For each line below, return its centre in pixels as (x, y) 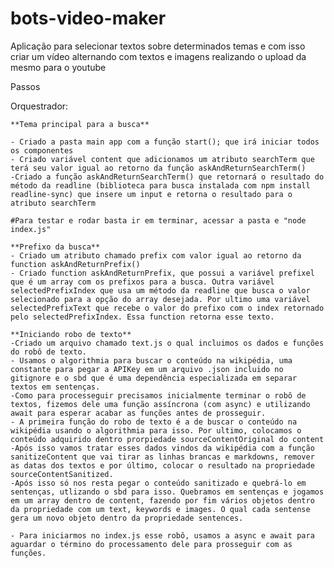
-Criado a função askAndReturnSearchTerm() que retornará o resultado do (167, 177)
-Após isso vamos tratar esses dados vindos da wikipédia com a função (162, 448)
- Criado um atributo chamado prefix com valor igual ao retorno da (156, 255)
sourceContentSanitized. (62, 474)
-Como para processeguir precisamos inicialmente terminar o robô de (158, 395)
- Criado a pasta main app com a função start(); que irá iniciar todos (165, 142)
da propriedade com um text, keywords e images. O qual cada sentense (160, 509)
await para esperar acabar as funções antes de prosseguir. (138, 413)
